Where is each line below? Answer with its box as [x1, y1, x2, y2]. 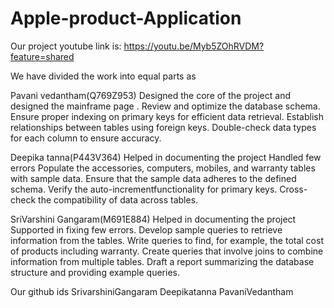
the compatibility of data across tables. [38, 193, 199, 206]
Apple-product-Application [10, 7, 242, 30]
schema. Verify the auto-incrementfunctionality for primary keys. [10, 183, 278, 195]
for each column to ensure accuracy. [10, 132, 162, 144]
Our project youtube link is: [10, 40, 122, 52]
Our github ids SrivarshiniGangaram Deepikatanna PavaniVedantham [10, 285, 294, 297]
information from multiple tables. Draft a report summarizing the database [10, 255, 315, 267]
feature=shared [10, 50, 75, 62]
